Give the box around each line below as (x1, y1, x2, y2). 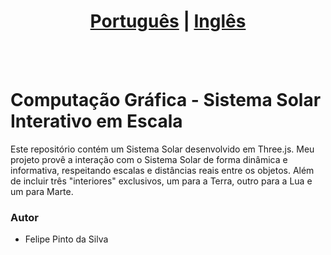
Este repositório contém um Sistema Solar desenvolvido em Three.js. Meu (10, 143, 315, 155)
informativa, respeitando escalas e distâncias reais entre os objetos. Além (10, 164, 315, 176)
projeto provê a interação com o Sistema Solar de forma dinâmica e (10, 153, 288, 165)
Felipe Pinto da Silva (24, 233, 109, 245)
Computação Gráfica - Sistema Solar (10, 89, 322, 112)
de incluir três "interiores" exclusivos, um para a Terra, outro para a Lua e (10, 175, 313, 187)
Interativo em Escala (10, 110, 183, 133)
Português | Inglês (89, 10, 247, 33)
